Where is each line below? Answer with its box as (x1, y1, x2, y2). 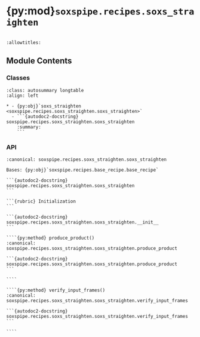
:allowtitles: (6, 39, 42, 45)
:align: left (6, 93, 39, 99)
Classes (6, 73, 30, 82)
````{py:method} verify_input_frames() (6, 287, 106, 293)
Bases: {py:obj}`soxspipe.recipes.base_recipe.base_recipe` (6, 167, 159, 173)
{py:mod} (6, 4, 56, 18)
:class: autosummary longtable (6, 87, 84, 93)
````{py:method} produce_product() (6, 235, 95, 241)
